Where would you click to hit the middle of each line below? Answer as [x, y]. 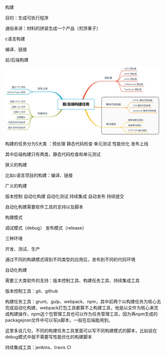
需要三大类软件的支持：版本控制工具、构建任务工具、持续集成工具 [72, 280]
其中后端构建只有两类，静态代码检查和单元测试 [53, 154]
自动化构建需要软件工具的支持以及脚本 [44, 206]
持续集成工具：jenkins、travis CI [38, 347]
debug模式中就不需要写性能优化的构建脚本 [49, 337]
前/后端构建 [17, 60]
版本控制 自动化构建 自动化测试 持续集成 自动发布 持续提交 [65, 196]
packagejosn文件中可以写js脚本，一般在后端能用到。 [59, 320]
